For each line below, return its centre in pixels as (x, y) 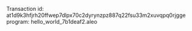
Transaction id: (25, 9)
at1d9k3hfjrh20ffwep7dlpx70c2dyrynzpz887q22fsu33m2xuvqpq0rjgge (96, 15)
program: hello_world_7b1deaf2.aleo (52, 22)
